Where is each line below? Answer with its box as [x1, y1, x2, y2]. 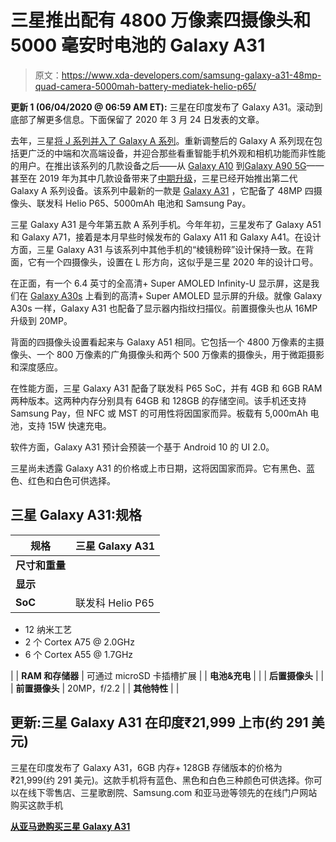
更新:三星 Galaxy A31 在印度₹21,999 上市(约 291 [10, 714, 309, 731]
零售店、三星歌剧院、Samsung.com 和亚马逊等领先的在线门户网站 [44, 786, 318, 798]
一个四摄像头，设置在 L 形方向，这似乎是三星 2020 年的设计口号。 [44, 256, 319, 268]
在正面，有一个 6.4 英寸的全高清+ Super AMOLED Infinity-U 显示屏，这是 [10, 277, 312, 289]
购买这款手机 [10, 799, 63, 811]
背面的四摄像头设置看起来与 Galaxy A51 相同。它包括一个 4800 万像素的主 [10, 336, 316, 348]
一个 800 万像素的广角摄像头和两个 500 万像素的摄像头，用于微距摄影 [36, 348, 325, 360]
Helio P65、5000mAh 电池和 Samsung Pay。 [64, 197, 252, 209]
